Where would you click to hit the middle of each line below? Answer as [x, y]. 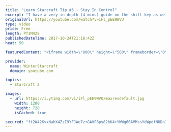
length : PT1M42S [22, 34]
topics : [13, 80]
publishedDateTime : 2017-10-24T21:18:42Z [50, 39]
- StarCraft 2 [25, 85]
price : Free [18, 29]
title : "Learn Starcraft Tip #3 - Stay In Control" [61, 10]
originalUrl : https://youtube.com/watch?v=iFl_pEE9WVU [65, 19]
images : [13, 94]
